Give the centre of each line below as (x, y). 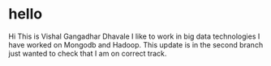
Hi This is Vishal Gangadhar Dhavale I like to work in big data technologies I (134, 36)
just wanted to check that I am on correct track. (88, 53)
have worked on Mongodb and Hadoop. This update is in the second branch (136, 44)
